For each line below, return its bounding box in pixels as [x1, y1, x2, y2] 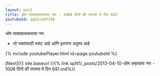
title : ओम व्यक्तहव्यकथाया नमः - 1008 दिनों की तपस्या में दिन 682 [5, 12, 118, 17]
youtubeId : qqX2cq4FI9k [5, 17, 56, 22]
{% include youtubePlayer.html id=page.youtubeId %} [5, 51, 118, 57]
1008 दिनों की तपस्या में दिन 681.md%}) [5, 66, 75, 72]
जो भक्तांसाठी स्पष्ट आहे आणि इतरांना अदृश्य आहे [12, 41, 90, 47]
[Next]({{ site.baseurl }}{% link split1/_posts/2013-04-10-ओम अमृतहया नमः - [5, 60, 155, 66]
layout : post [5, 7, 33, 13]
